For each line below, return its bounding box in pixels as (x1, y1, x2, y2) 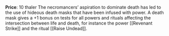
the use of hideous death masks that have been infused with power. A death (5, 9, 164, 15)
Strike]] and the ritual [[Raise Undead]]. (5, 25, 88, 31)
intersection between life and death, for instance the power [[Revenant (5, 20, 153, 26)
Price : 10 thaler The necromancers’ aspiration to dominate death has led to (5, 4, 161, 10)
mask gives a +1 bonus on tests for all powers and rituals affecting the (5, 15, 151, 20)
